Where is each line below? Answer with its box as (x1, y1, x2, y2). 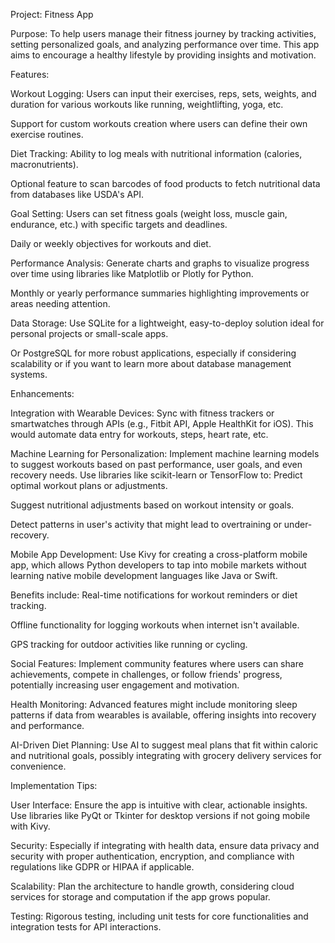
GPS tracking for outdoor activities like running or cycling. (10, 639, 248, 650)
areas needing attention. (10, 298, 111, 309)
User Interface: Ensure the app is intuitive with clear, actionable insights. (10, 799, 308, 811)
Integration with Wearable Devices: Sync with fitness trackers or (10, 407, 275, 419)
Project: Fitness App (10, 9, 94, 20)
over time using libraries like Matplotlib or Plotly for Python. (10, 268, 254, 279)
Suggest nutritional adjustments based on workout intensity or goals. (10, 499, 295, 511)
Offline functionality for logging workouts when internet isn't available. (10, 619, 300, 631)
